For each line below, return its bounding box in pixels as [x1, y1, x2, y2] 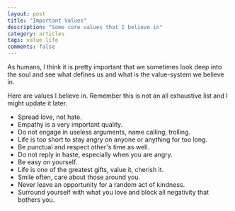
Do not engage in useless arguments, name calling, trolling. [17, 128, 191, 136]
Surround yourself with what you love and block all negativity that [17, 188, 210, 196]
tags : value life [7, 37, 59, 44]
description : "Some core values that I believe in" [7, 23, 163, 30]
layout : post [7, 10, 46, 18]
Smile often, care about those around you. [17, 173, 141, 181]
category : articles [7, 30, 65, 38]
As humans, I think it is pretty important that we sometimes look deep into [7, 63, 222, 71]
